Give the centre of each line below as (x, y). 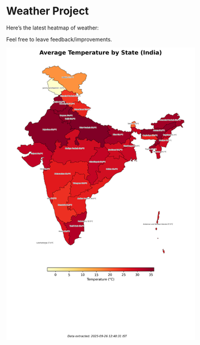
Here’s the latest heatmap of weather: (52, 28)
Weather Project (48, 11)
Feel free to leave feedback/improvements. (59, 39)
